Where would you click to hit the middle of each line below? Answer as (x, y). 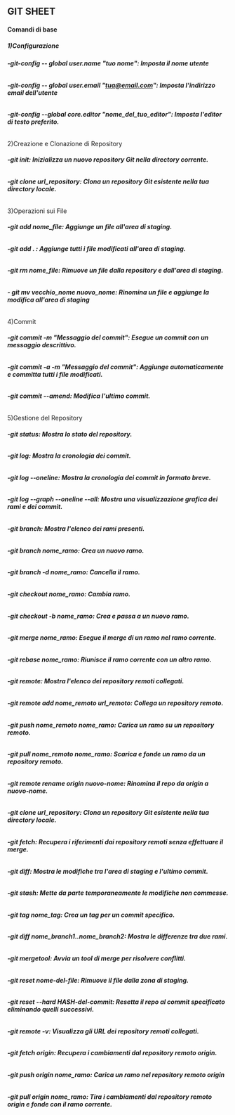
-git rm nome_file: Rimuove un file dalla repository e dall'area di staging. (115, 271)
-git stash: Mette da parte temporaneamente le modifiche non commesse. (118, 893)
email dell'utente (33, 92)
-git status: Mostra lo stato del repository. (70, 434)
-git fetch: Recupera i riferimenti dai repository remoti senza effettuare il (115, 842)
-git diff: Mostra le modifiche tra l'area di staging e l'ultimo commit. (108, 871)
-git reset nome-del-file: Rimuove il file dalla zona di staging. (98, 980)
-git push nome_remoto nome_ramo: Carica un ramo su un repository (111, 725)
